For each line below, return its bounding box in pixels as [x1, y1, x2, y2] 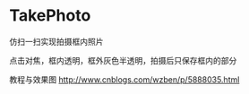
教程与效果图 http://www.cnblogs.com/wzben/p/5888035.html [9, 73, 240, 85]
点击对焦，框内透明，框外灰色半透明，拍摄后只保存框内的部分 [9, 55, 237, 65]
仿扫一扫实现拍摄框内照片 [9, 36, 104, 47]
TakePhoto [9, 5, 91, 26]
